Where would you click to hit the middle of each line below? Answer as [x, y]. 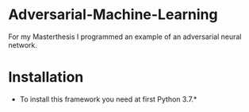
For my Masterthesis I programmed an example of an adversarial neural [125, 37]
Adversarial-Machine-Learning [113, 15]
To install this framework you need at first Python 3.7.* [108, 99]
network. [23, 44]
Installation [46, 77]
